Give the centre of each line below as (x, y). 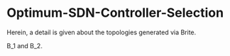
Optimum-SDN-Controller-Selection (115, 13)
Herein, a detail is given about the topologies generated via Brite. (102, 32)
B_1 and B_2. (25, 45)
